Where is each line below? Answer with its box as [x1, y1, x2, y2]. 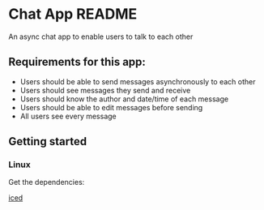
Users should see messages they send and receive [19, 85, 191, 95]
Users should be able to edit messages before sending [19, 102, 203, 112]
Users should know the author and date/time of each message [19, 94, 229, 104]
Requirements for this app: [8, 55, 146, 69]
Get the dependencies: [8, 178, 85, 187]
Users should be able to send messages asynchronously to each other [19, 76, 256, 86]
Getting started [8, 135, 87, 148]
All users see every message [19, 111, 117, 121]
